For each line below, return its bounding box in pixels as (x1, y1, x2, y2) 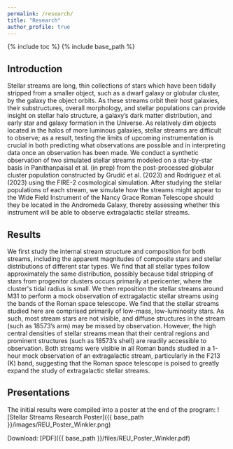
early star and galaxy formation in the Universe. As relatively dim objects (7, 119, 217, 127)
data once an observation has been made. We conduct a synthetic (7, 149, 199, 157)
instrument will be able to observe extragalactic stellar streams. (7, 208, 190, 217)
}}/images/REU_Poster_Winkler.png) (7, 420, 111, 429)
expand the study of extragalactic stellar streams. (7, 366, 150, 375)
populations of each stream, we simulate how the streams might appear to (7, 186, 222, 194)
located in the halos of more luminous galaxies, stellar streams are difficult (7, 126, 222, 135)
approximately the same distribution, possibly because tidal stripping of (7, 269, 213, 278)
